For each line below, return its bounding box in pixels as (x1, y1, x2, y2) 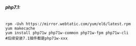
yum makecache (5, 26, 36, 31)
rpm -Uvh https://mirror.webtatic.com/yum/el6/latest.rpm (5, 21, 131, 27)
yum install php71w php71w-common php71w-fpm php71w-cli (5, 30, 129, 35)
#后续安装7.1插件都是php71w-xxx (5, 36, 68, 41)
